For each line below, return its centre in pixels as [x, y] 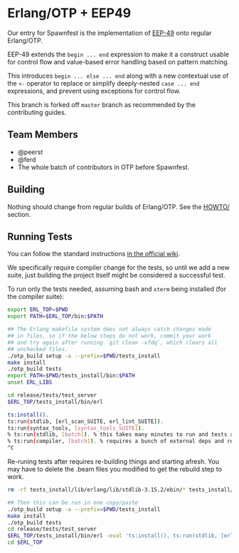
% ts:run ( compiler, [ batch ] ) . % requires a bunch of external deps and [116, 441]
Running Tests [40, 237]
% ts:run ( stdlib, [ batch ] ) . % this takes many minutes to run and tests [117, 435]
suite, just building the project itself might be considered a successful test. [116, 275]
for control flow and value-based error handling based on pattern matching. [118, 61]
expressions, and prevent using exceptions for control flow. [94, 91]
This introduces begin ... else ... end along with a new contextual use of [118, 76]
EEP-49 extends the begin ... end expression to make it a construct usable [118, 54]
